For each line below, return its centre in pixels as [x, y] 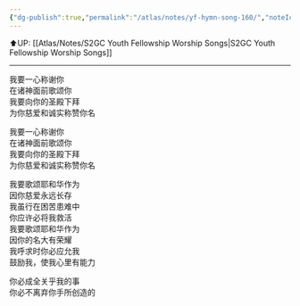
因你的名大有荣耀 [41, 240]
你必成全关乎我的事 [45, 281]
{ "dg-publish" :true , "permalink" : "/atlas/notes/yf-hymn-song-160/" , [137, 17]
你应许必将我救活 [41, 217]
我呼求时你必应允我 [45, 251]
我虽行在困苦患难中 [45, 206]
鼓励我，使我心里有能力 [52, 262]
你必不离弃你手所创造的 [52, 292]
